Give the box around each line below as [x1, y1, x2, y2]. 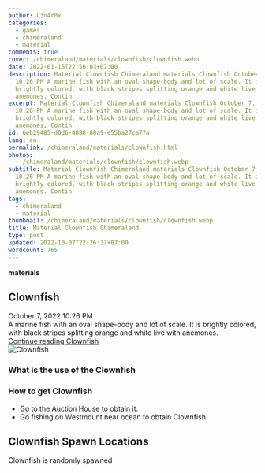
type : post [8, 232, 44, 240]
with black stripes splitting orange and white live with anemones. [8, 328, 218, 337]
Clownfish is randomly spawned [8, 456, 113, 465]
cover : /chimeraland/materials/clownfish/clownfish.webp [8, 56, 200, 64]
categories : [8, 19, 47, 27]
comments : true [8, 48, 58, 56]
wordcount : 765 [8, 246, 58, 254]
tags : [8, 195, 26, 203]
